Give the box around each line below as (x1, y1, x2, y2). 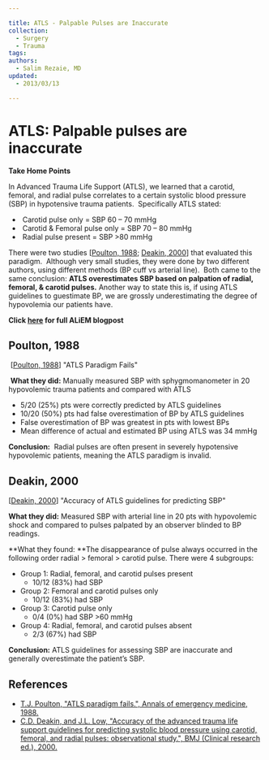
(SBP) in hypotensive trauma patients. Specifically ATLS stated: (8, 198, 221, 208)
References (8, 677, 68, 691)
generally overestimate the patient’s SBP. (8, 654, 146, 663)
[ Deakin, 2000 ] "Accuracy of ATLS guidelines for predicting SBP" (8, 496, 226, 506)
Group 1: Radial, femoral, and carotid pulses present (19, 569, 194, 579)
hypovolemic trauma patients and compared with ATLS (8, 384, 192, 394)
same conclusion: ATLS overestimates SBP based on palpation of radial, (8, 273, 254, 283)
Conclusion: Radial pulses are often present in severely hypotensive (8, 442, 239, 452)
